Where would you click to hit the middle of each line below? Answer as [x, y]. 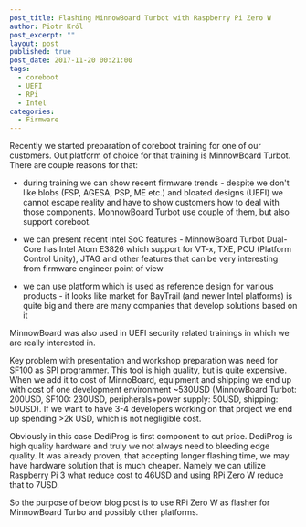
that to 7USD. [34, 485]
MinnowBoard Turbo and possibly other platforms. [104, 512]
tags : [20, 69]
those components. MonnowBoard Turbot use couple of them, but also [156, 212]
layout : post [34, 43]
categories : [32, 111]
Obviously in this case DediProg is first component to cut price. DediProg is [151, 437]
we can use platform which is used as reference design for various [148, 286]
